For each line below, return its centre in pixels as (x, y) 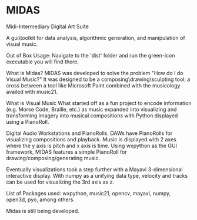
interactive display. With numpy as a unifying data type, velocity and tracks (97, 175)
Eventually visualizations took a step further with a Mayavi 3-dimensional (95, 169)
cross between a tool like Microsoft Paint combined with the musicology (93, 85)
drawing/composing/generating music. (53, 158)
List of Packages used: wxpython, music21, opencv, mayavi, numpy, (89, 193)
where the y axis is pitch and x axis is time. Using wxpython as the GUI (92, 145)
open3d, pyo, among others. (41, 199)
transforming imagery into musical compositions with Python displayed (92, 116)
